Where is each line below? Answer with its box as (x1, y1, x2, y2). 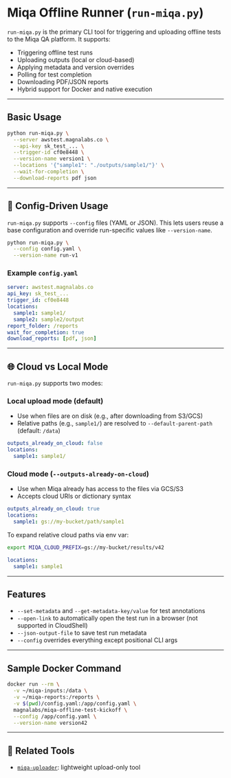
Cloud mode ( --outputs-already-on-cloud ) (7, 469, 149, 479)
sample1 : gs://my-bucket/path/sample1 (13, 519, 125, 526)
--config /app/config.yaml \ (13, 712, 97, 720)
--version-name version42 (13, 719, 88, 726)
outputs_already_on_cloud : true (7, 506, 100, 512)
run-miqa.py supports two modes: (7, 379, 103, 388)
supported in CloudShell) (16, 621, 88, 630)
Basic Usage (7, 112, 62, 123)
